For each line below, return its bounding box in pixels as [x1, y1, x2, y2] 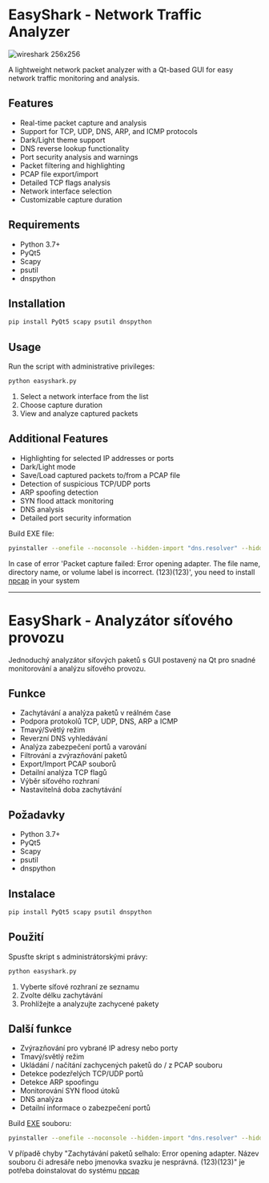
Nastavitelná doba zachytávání [19, 785, 122, 794]
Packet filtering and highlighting [19, 161, 126, 170]
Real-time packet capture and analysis [19, 118, 147, 128]
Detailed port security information [19, 512, 132, 523]
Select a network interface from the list [19, 391, 149, 401]
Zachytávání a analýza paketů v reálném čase [19, 708, 171, 718]
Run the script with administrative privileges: [8, 361, 155, 371]
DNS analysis [19, 504, 64, 514]
